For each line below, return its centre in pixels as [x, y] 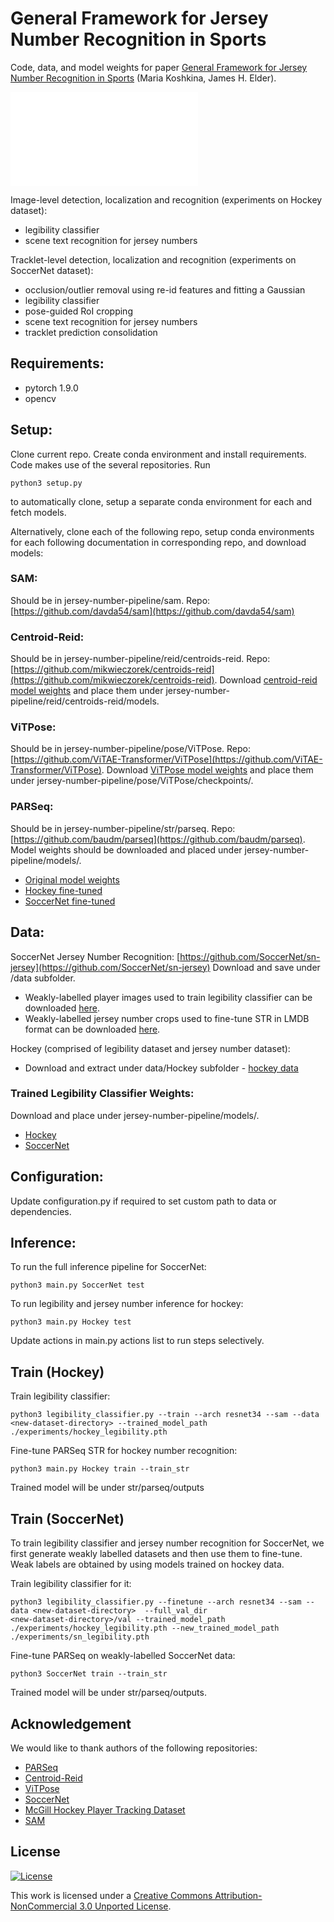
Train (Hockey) [57, 1372]
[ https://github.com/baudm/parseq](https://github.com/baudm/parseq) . [158, 839]
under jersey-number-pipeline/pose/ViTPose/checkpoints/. [132, 781]
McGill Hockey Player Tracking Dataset [105, 1809]
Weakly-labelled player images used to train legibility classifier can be [168, 997]
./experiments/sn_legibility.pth [80, 1637]
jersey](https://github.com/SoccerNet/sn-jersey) [110, 967]
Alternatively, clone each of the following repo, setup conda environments [162, 531]
